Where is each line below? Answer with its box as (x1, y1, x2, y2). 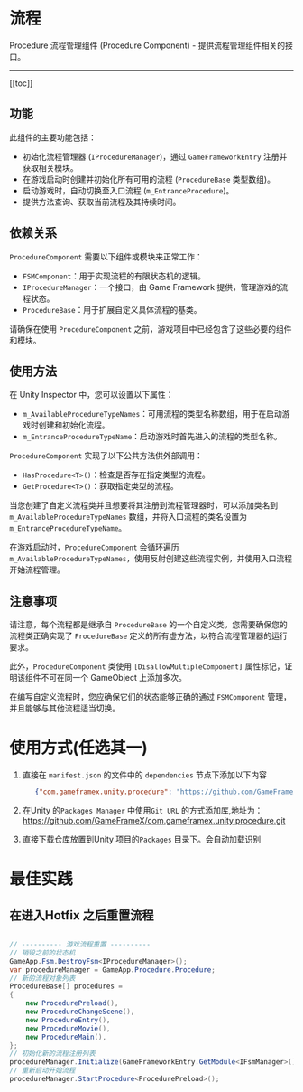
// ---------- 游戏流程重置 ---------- (9, 940, 151, 949)
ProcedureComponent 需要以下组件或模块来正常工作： (9, 250, 203, 262)
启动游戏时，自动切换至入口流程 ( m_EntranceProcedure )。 (22, 184, 234, 195)
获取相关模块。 (22, 162, 78, 173)
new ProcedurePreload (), (25, 999, 119, 1008)
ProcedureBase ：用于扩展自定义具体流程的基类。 (22, 304, 202, 315)
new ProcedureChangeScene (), (25, 1007, 135, 1016)
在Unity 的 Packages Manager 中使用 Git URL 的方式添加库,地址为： (22, 805, 263, 815)
